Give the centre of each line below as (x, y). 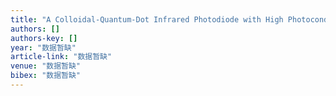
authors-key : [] (44, 38)
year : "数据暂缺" (43, 47)
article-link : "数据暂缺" (61, 57)
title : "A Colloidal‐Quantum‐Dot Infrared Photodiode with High (147, 19)
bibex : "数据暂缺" (46, 76)
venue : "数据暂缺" (46, 66)
